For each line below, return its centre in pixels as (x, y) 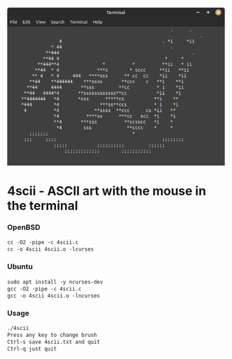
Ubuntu (20, 266)
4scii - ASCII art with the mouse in (107, 191)
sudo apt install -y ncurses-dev (55, 282)
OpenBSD (24, 227)
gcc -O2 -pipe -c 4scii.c (44, 289)
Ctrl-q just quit (32, 349)
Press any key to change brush (52, 335)
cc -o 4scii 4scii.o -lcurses (51, 249)
